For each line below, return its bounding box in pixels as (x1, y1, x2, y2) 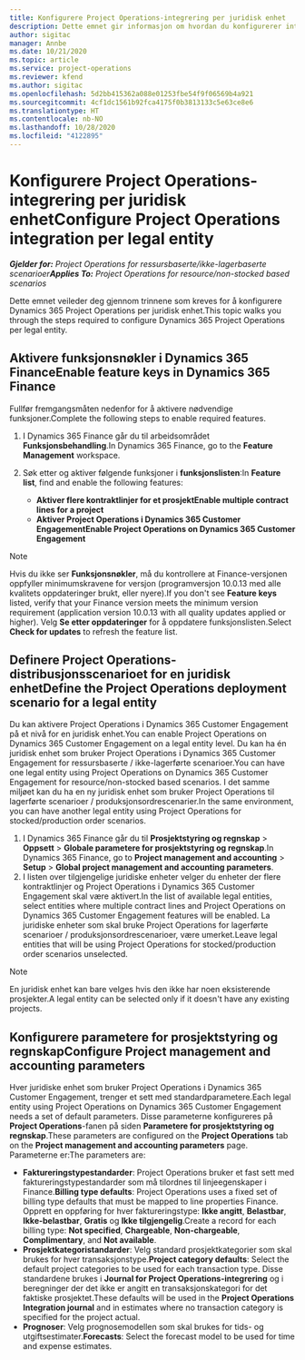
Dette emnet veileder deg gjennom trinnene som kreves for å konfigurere (9, 295, 283, 306)
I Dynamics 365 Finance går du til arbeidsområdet (22, 430, 211, 441)
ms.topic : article (9, 55, 79, 64)
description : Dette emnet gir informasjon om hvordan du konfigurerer (9, 22, 282, 31)
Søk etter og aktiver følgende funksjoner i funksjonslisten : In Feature (22, 467, 281, 478)
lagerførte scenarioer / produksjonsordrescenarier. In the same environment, (9, 796, 294, 807)
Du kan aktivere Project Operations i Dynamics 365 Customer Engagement (9, 719, 289, 730)
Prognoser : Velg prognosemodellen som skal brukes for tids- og (22, 1322, 265, 1333)
